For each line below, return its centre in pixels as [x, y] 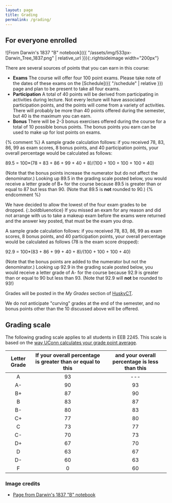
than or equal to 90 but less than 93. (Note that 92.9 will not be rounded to [84, 278]
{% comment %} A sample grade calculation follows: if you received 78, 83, [85, 142]
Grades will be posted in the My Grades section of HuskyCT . [69, 294]
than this [136, 368]
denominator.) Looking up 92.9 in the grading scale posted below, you [79, 267]
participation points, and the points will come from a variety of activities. [89, 105]
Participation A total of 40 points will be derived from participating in [85, 94]
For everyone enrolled [41, 40]
